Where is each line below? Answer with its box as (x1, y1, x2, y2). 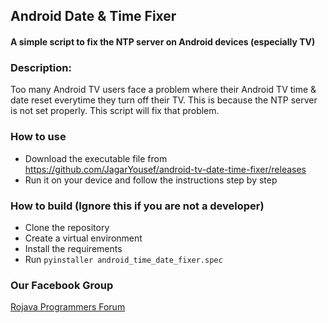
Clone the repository (24, 221, 110, 233)
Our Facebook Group (10, 278, 114, 292)
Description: (10, 60, 72, 74)
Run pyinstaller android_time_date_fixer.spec (24, 253, 223, 265)
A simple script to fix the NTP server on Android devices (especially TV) (10, 35, 316, 48)
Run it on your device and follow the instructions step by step (24, 174, 278, 186)
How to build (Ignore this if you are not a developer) (10, 199, 265, 213)
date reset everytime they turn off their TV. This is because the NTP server (10, 94, 318, 106)
